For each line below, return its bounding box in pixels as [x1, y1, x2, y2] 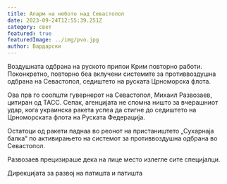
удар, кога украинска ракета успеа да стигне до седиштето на [7, 106, 197, 114]
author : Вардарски [7, 43, 61, 50]
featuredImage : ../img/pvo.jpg [7, 37, 99, 44]
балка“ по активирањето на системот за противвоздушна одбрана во [7, 134, 218, 143]
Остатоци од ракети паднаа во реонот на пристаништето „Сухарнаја [7, 127, 214, 135]
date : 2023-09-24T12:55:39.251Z [7, 17, 102, 24]
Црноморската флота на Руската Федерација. [7, 113, 146, 121]
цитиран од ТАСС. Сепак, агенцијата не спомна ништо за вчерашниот [7, 98, 219, 106]
